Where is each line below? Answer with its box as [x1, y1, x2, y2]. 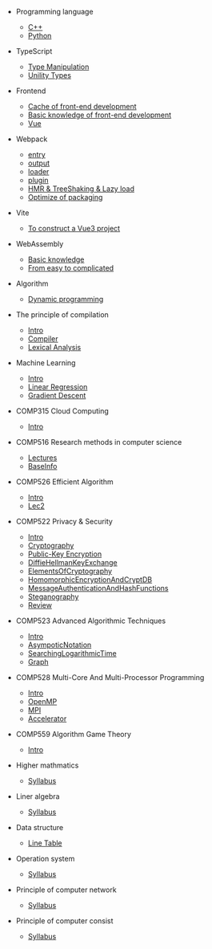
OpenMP [27, 697, 58, 706]
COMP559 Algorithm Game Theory [15, 730, 132, 739]
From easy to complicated [27, 263, 114, 272]
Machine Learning [15, 358, 76, 368]
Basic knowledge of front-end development [27, 110, 172, 120]
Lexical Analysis [27, 343, 82, 352]
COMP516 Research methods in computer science [15, 438, 182, 446]
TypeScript [15, 47, 53, 55]
